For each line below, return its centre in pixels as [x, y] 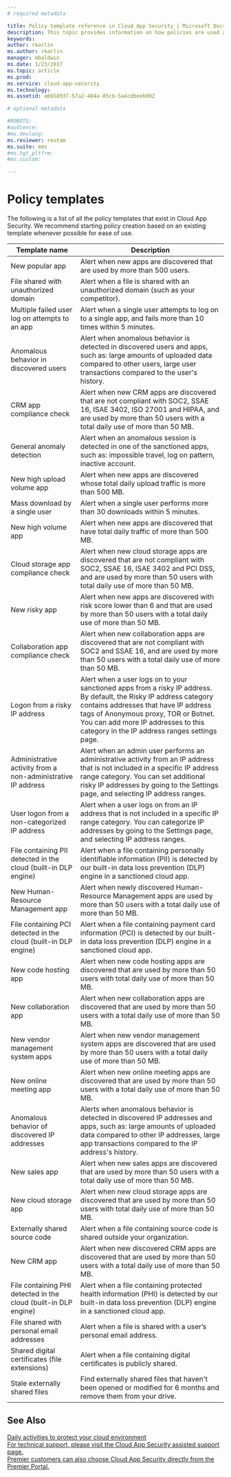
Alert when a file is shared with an [135, 281]
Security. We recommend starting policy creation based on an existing [107, 226]
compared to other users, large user [138, 364]
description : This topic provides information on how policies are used [113, 32]
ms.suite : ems [27, 146]
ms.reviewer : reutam [37, 140]
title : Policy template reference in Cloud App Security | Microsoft [109, 26]
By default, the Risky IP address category [147, 697]
